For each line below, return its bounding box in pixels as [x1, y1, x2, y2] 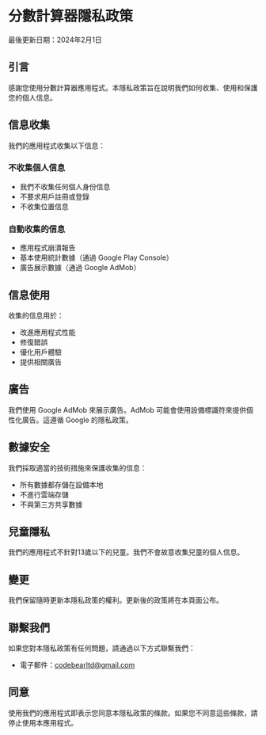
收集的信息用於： [8, 310, 64, 320]
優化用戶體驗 [19, 347, 62, 356]
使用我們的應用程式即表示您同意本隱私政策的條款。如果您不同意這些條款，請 [8, 708, 258, 718]
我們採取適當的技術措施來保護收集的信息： [8, 463, 147, 472]
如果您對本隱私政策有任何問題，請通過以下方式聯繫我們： [8, 643, 196, 653]
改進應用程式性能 [19, 327, 76, 337]
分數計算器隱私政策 [8, 7, 134, 25]
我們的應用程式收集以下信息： [8, 140, 105, 150]
